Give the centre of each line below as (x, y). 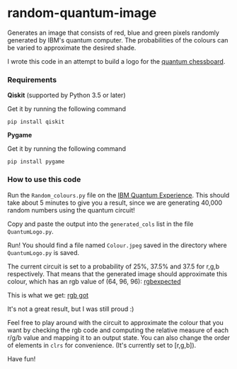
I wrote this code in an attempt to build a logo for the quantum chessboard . (116, 61)
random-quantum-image (82, 13)
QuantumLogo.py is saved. (44, 252)
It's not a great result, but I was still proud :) (71, 309)
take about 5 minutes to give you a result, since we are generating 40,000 (115, 203)
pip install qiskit (36, 122)
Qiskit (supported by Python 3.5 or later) (67, 95)
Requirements (32, 79)
